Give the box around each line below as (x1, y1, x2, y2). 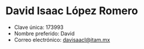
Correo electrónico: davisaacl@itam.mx (14, 36, 110, 43)
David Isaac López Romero (5, 4, 138, 18)
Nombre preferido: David (14, 30, 75, 37)
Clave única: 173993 (14, 24, 64, 31)
